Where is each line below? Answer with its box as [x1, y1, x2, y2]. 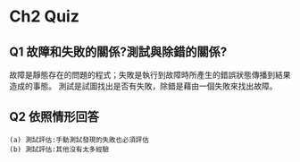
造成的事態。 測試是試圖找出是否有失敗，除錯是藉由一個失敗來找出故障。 [9, 81, 278, 91]
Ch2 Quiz [9, 6, 80, 27]
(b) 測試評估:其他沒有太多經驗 [9, 145, 110, 154]
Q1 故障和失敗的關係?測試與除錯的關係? [9, 44, 228, 59]
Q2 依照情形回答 [9, 109, 100, 124]
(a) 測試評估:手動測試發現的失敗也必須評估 [9, 135, 149, 144]
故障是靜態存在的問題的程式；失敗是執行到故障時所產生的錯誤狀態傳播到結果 [9, 70, 291, 80]
